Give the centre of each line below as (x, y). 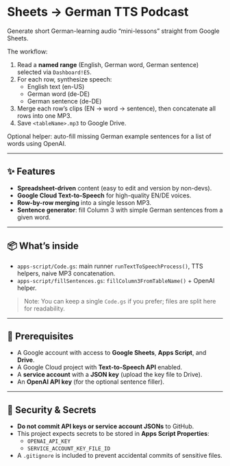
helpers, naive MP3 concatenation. (66, 273)
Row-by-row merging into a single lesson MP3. (84, 202)
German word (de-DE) (59, 94)
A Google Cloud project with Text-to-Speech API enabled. (100, 367)
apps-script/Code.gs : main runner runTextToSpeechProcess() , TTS (110, 266)
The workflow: (27, 51)
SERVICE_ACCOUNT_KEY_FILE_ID (69, 449)
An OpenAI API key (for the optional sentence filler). (91, 382)
